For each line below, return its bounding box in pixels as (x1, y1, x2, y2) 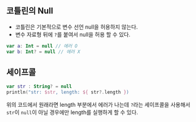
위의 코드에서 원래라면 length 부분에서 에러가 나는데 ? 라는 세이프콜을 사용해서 (6, 101, 191, 109)
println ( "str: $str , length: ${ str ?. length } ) (6, 89, 130, 96)
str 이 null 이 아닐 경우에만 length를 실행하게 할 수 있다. (6, 109, 138, 116)
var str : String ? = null (6, 84, 72, 90)
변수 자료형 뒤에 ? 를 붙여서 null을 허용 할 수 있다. (15, 30, 131, 38)
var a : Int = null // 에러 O (6, 43, 78, 49)
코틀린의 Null (6, 5, 54, 16)
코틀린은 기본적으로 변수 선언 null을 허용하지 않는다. (15, 23, 138, 30)
